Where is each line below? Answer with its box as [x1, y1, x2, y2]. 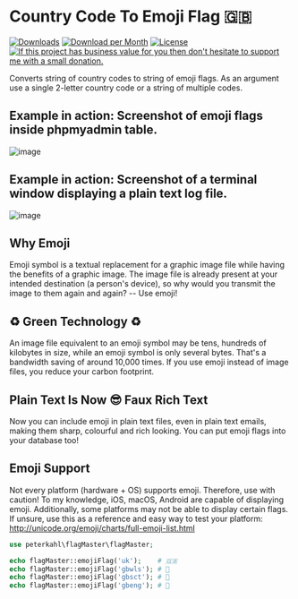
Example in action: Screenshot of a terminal [9, 172, 258, 187]
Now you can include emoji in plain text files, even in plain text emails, [9, 416, 267, 426]
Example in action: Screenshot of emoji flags [9, 108, 264, 124]
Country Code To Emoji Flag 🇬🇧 [9, 6, 252, 27]
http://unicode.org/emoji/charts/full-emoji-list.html [9, 522, 195, 534]
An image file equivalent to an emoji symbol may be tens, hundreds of [9, 338, 267, 348]
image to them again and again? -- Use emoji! [9, 288, 178, 299]
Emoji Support [9, 461, 90, 476]
